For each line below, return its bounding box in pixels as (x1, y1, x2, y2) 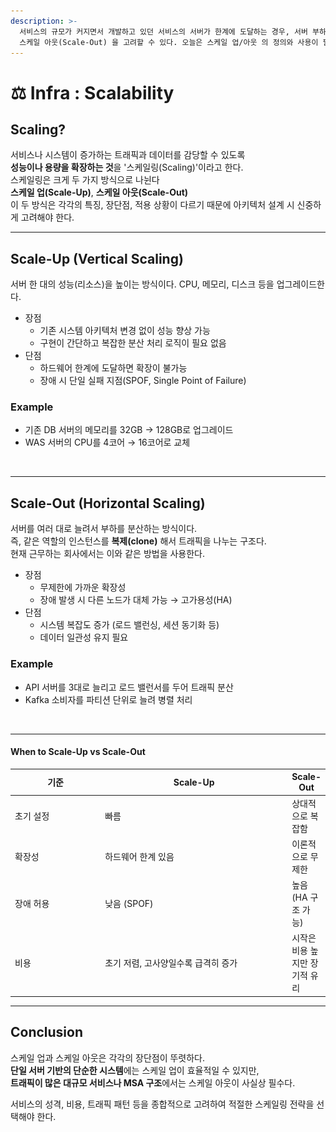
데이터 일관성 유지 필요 (39, 631, 129, 644)
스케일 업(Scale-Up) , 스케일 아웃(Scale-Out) (10, 186, 189, 199)
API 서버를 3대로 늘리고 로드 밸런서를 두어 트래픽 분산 (24, 681, 234, 693)
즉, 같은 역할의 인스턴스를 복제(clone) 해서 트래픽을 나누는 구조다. (10, 535, 267, 547)
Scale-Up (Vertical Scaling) (10, 250, 184, 267)
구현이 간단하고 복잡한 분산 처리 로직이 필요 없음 (39, 337, 227, 349)
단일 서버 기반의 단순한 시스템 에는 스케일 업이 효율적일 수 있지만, (10, 1064, 260, 1076)
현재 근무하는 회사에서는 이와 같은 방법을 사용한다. (10, 548, 206, 560)
